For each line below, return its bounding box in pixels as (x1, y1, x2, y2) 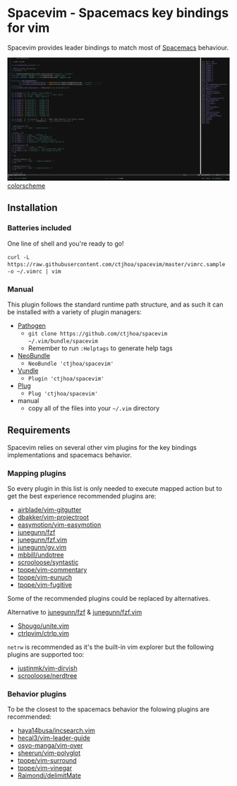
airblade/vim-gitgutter (17, 506, 82, 514)
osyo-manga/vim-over (17, 742, 83, 750)
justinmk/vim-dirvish (17, 664, 78, 672)
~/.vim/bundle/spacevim (28, 338, 99, 345)
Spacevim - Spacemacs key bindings (7, 5, 229, 21)
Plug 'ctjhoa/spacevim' (28, 390, 99, 397)
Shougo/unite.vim (17, 621, 69, 630)
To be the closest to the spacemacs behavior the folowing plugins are (7, 705, 210, 714)
